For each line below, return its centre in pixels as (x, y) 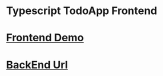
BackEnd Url (37, 65)
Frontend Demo (45, 38)
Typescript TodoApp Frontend (82, 11)
